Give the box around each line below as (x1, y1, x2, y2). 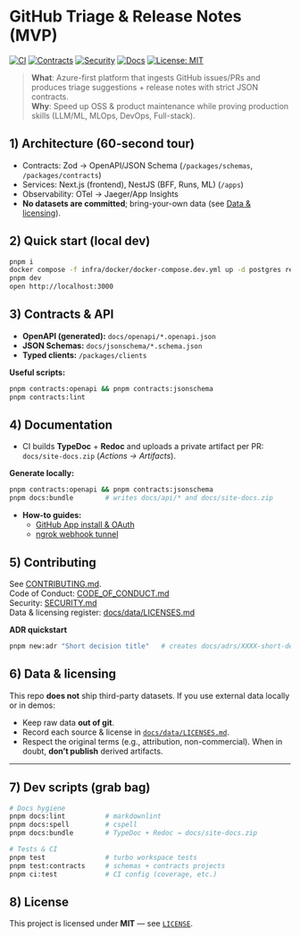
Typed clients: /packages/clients (21, 349, 147, 360)
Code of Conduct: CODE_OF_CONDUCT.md (9, 588, 170, 599)
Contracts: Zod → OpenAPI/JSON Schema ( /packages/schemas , (21, 159, 253, 171)
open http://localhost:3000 (9, 282, 114, 292)
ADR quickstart (9, 625, 68, 635)
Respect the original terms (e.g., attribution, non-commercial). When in (21, 736, 283, 746)
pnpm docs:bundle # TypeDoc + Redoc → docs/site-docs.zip (9, 829, 257, 838)
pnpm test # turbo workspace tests (9, 853, 198, 862)
